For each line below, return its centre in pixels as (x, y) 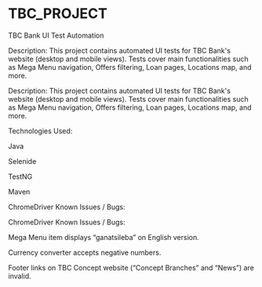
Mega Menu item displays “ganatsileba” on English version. (104, 237)
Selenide (22, 161)
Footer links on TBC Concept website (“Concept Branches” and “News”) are (131, 267)
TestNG (20, 176)
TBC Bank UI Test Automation (56, 35)
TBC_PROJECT (58, 14)
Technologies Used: (40, 131)
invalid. (20, 276)
